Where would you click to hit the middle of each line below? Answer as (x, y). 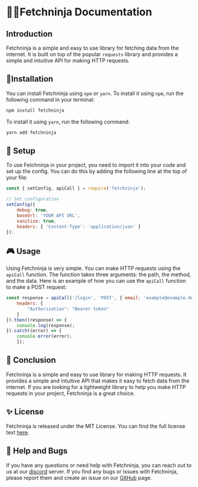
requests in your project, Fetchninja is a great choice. (71, 393)
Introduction (29, 34)
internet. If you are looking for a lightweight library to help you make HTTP (96, 387)
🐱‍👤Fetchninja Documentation (79, 12)
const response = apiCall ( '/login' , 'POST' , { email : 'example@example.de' (101, 298)
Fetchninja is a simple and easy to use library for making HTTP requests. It (96, 374)
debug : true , (33, 210)
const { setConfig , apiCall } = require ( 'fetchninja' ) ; (76, 188)
